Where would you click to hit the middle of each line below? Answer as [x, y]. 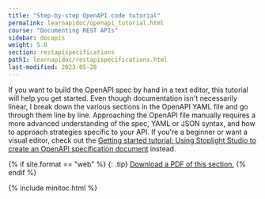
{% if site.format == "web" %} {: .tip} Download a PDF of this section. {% [127, 164]
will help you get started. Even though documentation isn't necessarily [123, 98]
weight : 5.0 [28, 45]
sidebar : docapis [37, 38]
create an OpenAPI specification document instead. [92, 148]
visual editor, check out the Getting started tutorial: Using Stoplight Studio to [132, 140]
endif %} [23, 172]
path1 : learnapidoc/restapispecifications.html [88, 60]
